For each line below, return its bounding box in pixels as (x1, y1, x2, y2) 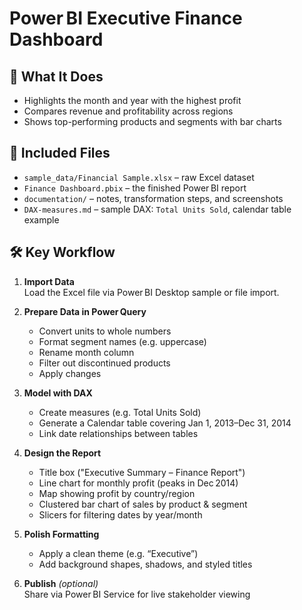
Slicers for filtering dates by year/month (38, 508, 203, 521)
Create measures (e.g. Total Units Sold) (38, 406, 202, 418)
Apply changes (38, 367, 102, 379)
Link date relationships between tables (38, 427, 199, 439)
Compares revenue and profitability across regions (23, 105, 234, 117)
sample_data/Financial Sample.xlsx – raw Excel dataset (23, 171, 255, 183)
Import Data (23, 275, 75, 287)
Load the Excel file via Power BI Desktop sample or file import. (23, 286, 280, 298)
